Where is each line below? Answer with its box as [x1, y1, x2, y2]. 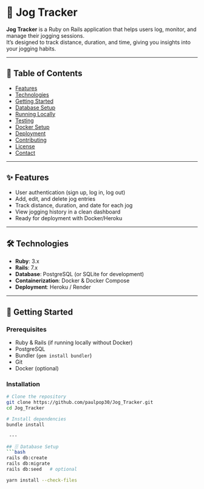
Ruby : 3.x [15, 258, 39, 265]
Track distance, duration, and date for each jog [15, 201, 133, 209]
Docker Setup [15, 123, 50, 130]
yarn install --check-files [6, 477, 78, 483]
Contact [15, 149, 35, 156]
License [15, 142, 35, 150]
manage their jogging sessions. [6, 32, 85, 39]
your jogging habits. [6, 45, 56, 52]
